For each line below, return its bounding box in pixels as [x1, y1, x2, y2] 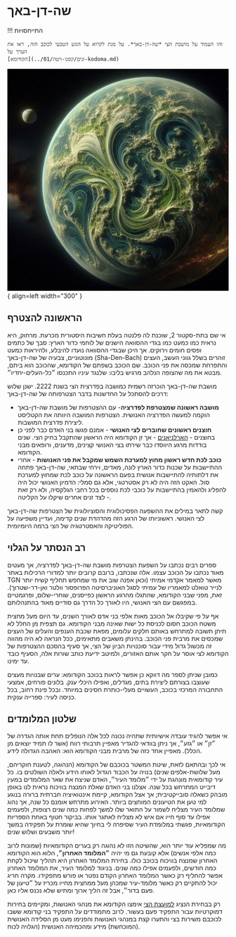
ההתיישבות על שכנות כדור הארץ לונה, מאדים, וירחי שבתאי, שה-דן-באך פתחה [17, 463, 223, 471]
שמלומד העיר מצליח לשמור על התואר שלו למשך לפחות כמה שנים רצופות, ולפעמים [7, 805, 225, 814]
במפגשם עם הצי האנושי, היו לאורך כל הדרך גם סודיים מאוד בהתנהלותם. [7, 598, 197, 607]
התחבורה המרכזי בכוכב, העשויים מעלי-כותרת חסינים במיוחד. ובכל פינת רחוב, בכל [7, 685, 223, 693]
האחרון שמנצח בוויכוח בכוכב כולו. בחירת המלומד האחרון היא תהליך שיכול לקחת [7, 856, 218, 865]
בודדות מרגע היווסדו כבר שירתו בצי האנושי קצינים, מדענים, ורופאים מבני [17, 440, 207, 449]
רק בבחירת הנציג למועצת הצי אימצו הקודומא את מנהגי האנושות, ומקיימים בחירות [7, 900, 221, 908]
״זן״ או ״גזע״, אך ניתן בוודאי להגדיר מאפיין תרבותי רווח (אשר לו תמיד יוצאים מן [7, 739, 216, 747]
